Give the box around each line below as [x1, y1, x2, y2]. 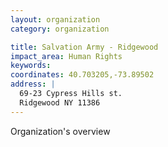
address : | [10, 79, 56, 90]
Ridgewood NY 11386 [19, 97, 101, 108]
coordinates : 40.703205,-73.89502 [10, 70, 155, 80]
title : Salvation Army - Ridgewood [10, 42, 159, 52]
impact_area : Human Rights [10, 51, 123, 61]
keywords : [10, 61, 52, 71]
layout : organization [10, 14, 101, 25]
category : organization [10, 24, 110, 34]
